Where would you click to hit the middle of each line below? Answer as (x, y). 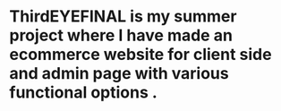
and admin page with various (119, 74)
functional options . (84, 93)
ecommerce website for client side (140, 55)
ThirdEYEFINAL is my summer (123, 17)
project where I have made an (121, 35)
